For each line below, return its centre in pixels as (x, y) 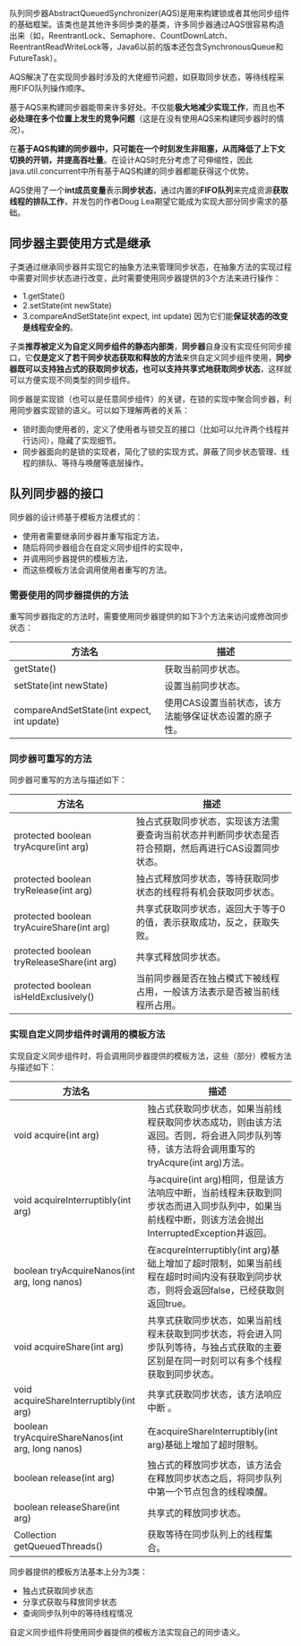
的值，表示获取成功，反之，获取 (203, 923)
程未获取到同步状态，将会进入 (210, 1333)
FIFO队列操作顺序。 (53, 88)
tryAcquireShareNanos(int (69, 1437)
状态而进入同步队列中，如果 (215, 1206)
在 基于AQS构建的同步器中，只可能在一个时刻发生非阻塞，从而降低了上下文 (147, 149)
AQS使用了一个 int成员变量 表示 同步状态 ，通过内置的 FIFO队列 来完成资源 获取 (149, 190)
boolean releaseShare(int (67, 1506)
